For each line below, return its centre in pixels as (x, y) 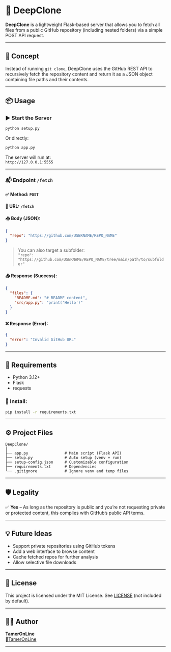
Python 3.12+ (26, 377)
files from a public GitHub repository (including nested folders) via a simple (84, 30)
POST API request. (25, 35)
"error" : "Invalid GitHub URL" (43, 340)
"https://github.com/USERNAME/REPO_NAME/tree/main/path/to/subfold (91, 260)
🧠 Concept (22, 56)
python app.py (20, 148)
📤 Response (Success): (31, 276)
